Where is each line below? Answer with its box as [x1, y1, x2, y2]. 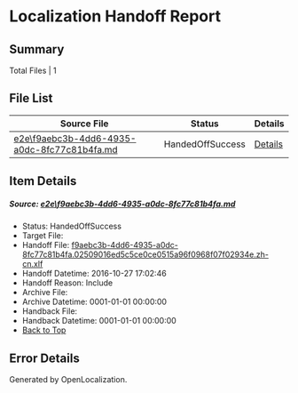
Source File [59, 117, 109, 130]
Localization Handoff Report [9, 6, 222, 27]
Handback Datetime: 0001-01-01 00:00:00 [21, 316, 177, 326]
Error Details [9, 350, 80, 365]
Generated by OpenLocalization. [9, 373, 128, 384]
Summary [9, 42, 65, 57]
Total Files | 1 [9, 65, 57, 76]
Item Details [9, 173, 77, 188]
